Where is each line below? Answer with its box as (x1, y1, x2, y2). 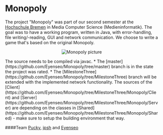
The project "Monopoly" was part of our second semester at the (5, 19, 134, 25)
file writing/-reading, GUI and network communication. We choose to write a (5, 34, 158, 40)
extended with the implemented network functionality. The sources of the (5, 79, 152, 85)
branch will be (128, 74, 157, 80)
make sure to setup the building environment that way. (16, 115, 125, 121)
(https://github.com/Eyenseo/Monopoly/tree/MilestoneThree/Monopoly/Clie (5, 89, 157, 95)
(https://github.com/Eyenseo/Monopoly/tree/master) (5, 64, 110, 69)
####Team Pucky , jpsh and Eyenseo (5, 124, 79, 130)
